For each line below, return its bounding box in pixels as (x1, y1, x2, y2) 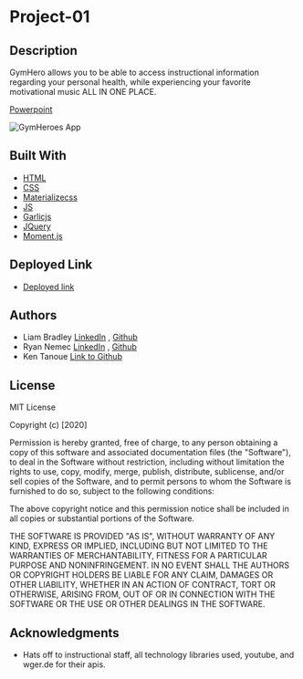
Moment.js (22, 230, 63, 241)
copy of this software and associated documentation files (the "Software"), (9, 447, 292, 458)
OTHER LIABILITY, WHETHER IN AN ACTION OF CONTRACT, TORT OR (9, 580, 276, 590)
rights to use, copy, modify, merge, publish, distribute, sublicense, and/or (9, 466, 285, 477)
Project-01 (9, 6, 90, 27)
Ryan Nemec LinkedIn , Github (22, 341, 137, 352)
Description (9, 43, 78, 58)
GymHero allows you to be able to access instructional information (9, 67, 260, 78)
